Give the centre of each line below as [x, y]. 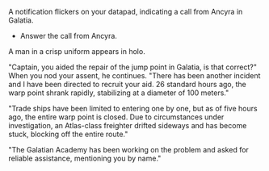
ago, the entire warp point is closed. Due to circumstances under [116, 117]
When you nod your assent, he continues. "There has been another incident [134, 75]
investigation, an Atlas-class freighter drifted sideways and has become [128, 125]
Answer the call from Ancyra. [68, 36]
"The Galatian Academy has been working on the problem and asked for [128, 150]
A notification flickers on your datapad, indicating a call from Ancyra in [126, 12]
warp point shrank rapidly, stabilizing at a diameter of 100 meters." [119, 93]
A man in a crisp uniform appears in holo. [77, 51]
